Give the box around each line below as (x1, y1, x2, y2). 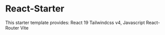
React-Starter (5, 3, 64, 14)
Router (5, 24, 19, 30)
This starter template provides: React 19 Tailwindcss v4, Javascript (5, 19, 145, 25)
